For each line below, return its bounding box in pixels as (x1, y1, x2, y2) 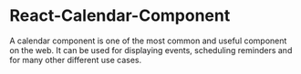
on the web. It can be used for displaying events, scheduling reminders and (9, 44, 293, 55)
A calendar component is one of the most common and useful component (9, 35, 287, 46)
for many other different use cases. (9, 54, 142, 65)
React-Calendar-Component (9, 5, 231, 26)
